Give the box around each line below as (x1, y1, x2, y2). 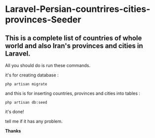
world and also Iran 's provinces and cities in (5, 41, 143, 50)
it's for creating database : (5, 72, 59, 78)
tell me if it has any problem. (5, 118, 63, 124)
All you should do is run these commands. (5, 63, 90, 68)
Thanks (5, 128, 21, 134)
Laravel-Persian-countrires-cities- (5, 3, 151, 15)
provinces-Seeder (5, 14, 81, 25)
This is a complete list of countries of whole (5, 34, 142, 42)
